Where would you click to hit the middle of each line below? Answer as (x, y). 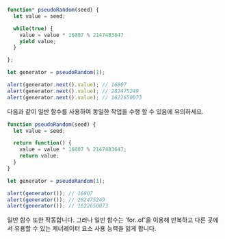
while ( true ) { (33, 28)
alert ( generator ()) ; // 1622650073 (58, 206)
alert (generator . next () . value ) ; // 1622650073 (75, 97)
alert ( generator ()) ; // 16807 (50, 193)
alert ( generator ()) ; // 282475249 (56, 200)
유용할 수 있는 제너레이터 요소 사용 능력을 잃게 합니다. (85, 229)
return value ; (39, 156)
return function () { (42, 143)
